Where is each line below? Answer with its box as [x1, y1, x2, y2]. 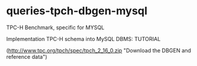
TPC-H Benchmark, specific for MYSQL [6, 24, 105, 31]
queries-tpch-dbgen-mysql [6, 4, 148, 18]
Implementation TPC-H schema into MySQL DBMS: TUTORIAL [6, 35, 161, 42]
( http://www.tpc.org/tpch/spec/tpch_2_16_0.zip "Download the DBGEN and [6, 46, 192, 54]
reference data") [6, 53, 48, 60]
